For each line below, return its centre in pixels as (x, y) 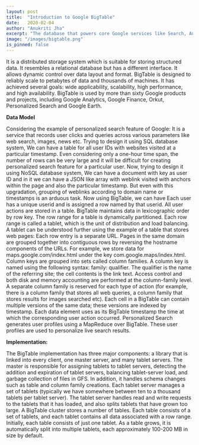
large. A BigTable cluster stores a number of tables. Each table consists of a (98, 410)
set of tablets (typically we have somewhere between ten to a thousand (93, 391)
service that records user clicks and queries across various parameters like (98, 135)
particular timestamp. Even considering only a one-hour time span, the (92, 154)
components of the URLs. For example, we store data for (75, 248)
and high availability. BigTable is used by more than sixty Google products (96, 93)
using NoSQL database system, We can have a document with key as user (97, 173)
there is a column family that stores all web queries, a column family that (94, 293)
